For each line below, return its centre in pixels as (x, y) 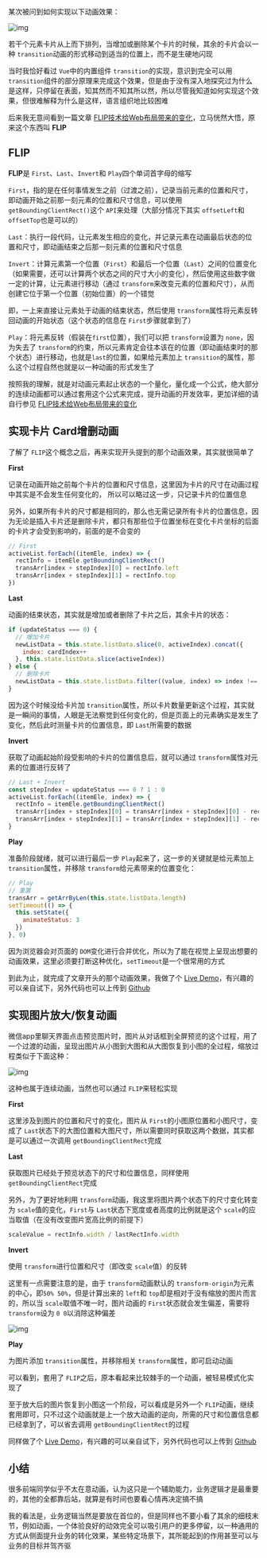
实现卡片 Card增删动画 (64, 431)
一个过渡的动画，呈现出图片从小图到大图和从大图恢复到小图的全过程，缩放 (130, 1046)
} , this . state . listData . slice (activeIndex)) (90, 659)
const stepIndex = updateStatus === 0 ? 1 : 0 (87, 790)
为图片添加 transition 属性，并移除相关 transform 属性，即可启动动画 (120, 1360)
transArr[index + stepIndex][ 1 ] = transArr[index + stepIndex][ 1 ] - (131, 819)
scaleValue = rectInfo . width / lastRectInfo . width (94, 1234)
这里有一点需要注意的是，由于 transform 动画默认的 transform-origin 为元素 (131, 1283)
